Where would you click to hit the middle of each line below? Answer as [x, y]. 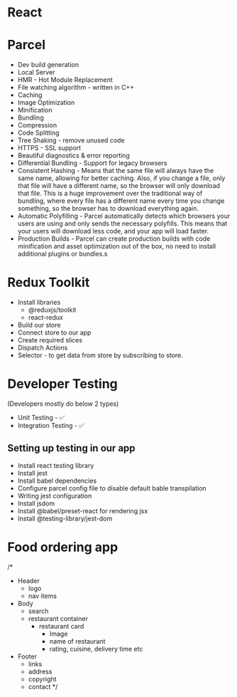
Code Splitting [38, 133]
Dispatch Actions [43, 348]
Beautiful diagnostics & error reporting [73, 156]
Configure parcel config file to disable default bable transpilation [112, 488]
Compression [37, 125]
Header [29, 580]
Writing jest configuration [55, 496]
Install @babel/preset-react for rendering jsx [83, 510]
